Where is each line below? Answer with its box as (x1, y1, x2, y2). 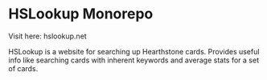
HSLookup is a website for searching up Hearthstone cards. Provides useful (8, 46, 260, 56)
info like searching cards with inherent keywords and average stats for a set (8, 55, 260, 65)
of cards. (8, 63, 39, 73)
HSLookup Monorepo (8, 5, 154, 23)
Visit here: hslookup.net (8, 31, 87, 41)
